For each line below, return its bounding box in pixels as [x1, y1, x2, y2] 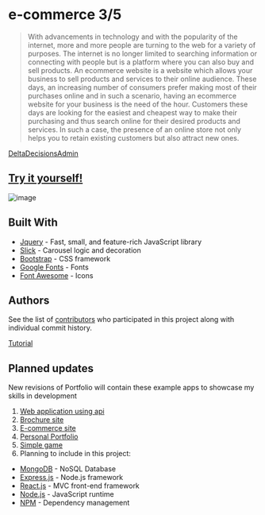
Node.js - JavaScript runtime [19, 490, 115, 499]
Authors [8, 293, 50, 307]
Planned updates [8, 362, 94, 375]
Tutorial [8, 339, 33, 348]
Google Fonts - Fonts [19, 262, 89, 272]
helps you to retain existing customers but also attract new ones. [27, 133, 240, 142]
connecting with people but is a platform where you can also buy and [27, 57, 255, 67]
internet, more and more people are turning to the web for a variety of [27, 40, 256, 49]
